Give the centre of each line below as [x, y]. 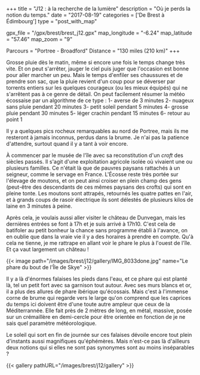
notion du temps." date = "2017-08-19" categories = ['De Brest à [85, 15]
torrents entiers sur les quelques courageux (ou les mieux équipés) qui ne [97, 88]
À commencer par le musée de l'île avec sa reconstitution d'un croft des [95, 155]
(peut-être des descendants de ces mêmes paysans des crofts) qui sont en [99, 187]
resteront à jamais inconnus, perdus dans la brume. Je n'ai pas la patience [98, 137]
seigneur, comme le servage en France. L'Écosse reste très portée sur [93, 174]
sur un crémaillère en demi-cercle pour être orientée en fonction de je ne [96, 317]
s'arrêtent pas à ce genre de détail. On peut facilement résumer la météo [96, 94]
